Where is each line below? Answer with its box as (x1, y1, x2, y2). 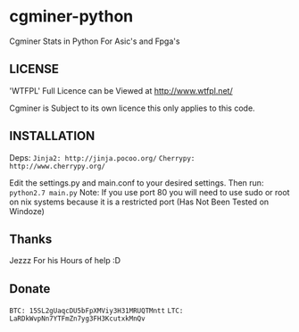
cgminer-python (9, 6, 134, 27)
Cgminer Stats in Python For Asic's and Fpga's (9, 36, 180, 46)
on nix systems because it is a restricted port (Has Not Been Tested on (9, 196, 270, 207)
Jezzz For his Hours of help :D (9, 255, 121, 266)
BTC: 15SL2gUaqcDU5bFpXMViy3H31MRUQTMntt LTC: (9, 306, 184, 316)
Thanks (9, 231, 53, 246)
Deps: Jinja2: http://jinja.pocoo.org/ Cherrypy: (9, 152, 195, 162)
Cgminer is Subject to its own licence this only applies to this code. (9, 103, 256, 113)
